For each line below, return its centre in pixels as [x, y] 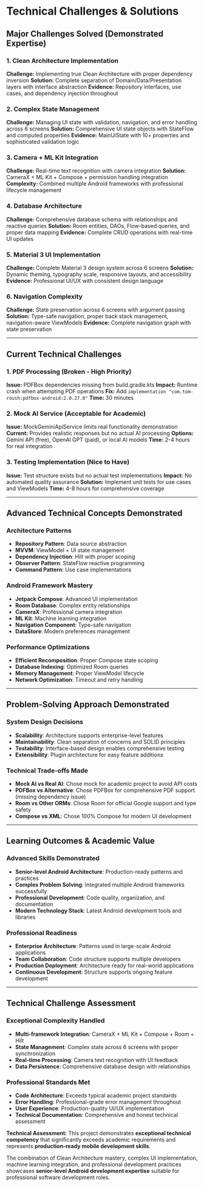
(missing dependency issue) [50, 796]
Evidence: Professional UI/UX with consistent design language [85, 281]
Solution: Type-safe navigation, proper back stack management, [87, 316]
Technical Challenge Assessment [71, 1003]
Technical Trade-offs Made [47, 771]
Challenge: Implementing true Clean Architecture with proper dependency [100, 74]
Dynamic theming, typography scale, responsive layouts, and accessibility [99, 274]
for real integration [29, 446]
